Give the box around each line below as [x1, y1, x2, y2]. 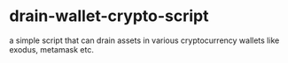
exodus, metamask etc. [9, 44, 95, 54]
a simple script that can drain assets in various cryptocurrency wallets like [9, 35, 280, 45]
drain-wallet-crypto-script [9, 6, 210, 26]
